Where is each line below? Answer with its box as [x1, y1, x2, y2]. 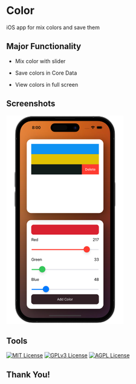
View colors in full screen [15, 81, 79, 88]
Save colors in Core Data [15, 69, 77, 76]
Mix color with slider [15, 57, 66, 64]
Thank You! [6, 369, 50, 380]
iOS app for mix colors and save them [6, 24, 100, 31]
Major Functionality [6, 41, 82, 52]
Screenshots [6, 98, 56, 109]
